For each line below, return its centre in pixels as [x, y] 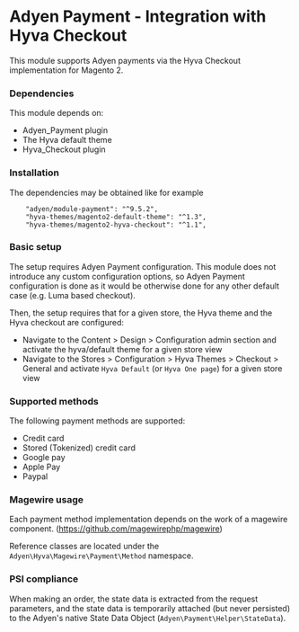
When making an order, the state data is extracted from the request [134, 599]
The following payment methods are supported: [97, 421]
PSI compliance [44, 579]
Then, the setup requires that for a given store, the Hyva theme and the [141, 313]
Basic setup [35, 247]
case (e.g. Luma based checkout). [73, 295]
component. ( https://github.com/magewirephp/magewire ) [116, 529]
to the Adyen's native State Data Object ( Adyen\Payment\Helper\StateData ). [148, 618]
